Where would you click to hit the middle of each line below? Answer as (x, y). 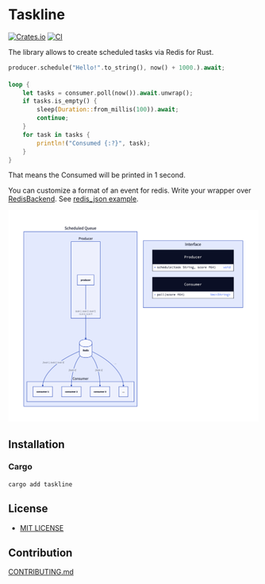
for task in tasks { (56, 134)
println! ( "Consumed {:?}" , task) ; (94, 143)
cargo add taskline (40, 484)
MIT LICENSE (42, 528)
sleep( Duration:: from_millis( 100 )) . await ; (108, 110)
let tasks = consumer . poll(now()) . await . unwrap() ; (108, 93)
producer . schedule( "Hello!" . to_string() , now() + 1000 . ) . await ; (117, 68)
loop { (19, 84)
